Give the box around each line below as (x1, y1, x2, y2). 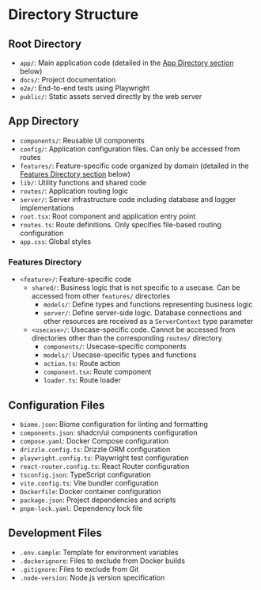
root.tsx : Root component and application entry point (19, 211, 196, 221)
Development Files (8, 527, 103, 540)
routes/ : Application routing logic (19, 186, 129, 196)
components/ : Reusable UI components (19, 135, 145, 145)
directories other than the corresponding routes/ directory (31, 333, 223, 343)
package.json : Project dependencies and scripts (19, 495, 176, 504)
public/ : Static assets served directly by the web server (19, 92, 202, 101)
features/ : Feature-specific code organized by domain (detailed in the (19, 161, 249, 170)
